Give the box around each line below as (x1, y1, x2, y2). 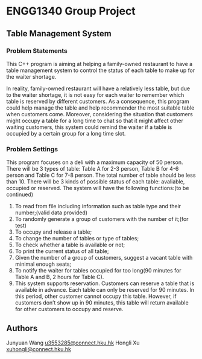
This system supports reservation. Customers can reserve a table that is (14, 280, 195, 287)
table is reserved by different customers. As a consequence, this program (6, 97, 189, 105)
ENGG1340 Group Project (6, 4, 136, 18)
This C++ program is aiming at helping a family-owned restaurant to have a (6, 60, 193, 67)
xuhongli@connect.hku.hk (6, 345, 71, 352)
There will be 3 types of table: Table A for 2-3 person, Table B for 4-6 (6, 165, 179, 173)
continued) (6, 191, 34, 198)
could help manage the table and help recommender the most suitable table (6, 104, 195, 111)
